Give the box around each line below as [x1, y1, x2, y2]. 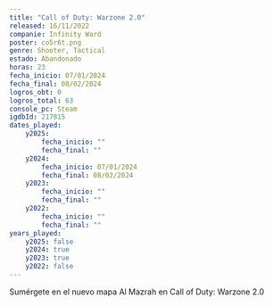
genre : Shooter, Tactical [9, 46, 105, 55]
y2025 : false [25, 237, 74, 246]
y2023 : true [25, 253, 70, 263]
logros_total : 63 [9, 95, 74, 105]
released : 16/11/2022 [9, 21, 90, 30]
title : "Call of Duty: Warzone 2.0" [9, 12, 145, 22]
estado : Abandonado [9, 54, 82, 63]
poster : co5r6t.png [9, 37, 82, 47]
